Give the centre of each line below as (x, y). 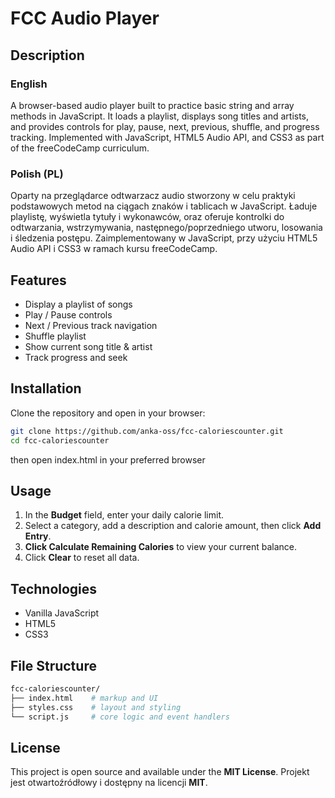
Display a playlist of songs (78, 304)
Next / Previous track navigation (91, 325)
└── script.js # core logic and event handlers (120, 717)
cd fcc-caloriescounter (60, 440)
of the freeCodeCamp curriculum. (80, 148)
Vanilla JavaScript (62, 613)
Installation (46, 388)
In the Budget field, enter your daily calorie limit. (124, 515)
